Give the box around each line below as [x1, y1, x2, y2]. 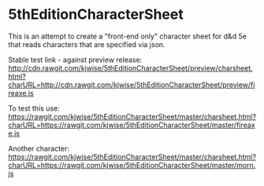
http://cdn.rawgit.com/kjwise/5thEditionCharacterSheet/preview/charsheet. [8, 63, 254, 72]
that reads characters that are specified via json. [8, 39, 165, 49]
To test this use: [8, 104, 61, 113]
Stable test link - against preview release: [8, 55, 143, 64]
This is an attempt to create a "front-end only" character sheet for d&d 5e [8, 31, 247, 41]
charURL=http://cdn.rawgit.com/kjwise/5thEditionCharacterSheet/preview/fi [8, 80, 255, 89]
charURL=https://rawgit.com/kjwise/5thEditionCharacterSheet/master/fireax [8, 120, 255, 129]
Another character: [8, 144, 69, 153]
